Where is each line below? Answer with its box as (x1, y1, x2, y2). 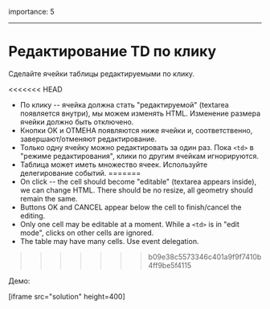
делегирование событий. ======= (19, 168, 141, 177)
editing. (19, 210, 46, 220)
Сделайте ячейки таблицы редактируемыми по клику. (8, 68, 195, 79)
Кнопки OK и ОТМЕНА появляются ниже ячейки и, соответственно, (19, 125, 253, 135)
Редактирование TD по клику (8, 43, 217, 61)
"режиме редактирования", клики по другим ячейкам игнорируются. (19, 151, 260, 161)
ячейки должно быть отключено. (19, 116, 134, 127)
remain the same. (19, 193, 78, 203)
